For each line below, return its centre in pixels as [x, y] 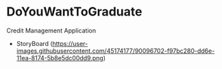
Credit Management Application [51, 30]
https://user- [70, 43]
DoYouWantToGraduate [74, 12]
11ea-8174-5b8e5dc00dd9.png [60, 57]
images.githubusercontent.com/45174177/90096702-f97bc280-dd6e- [115, 51]
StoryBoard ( [34, 43]
